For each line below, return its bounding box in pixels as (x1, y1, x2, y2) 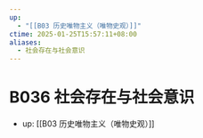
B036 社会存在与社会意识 (9, 87, 195, 108)
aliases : (9, 37, 42, 47)
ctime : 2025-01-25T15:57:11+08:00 (9, 29, 138, 38)
